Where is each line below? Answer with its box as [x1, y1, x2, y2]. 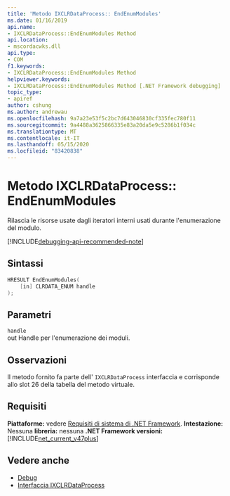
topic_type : [7, 89, 42, 96]
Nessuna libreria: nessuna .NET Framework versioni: [7, 426, 163, 435]
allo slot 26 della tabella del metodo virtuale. [7, 381, 135, 388]
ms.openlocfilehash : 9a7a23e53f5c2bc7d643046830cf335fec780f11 [7, 115, 196, 122]
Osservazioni [7, 354, 67, 366]
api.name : [7, 23, 36, 30]
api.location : [7, 37, 49, 44]
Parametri [7, 309, 51, 321]
